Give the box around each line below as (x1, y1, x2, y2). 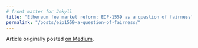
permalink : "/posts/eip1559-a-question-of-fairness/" (6, 19, 141, 25)
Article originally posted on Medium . (6, 36, 94, 43)
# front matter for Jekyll (6, 8, 72, 15)
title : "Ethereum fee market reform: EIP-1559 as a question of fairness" (6, 14, 194, 20)
